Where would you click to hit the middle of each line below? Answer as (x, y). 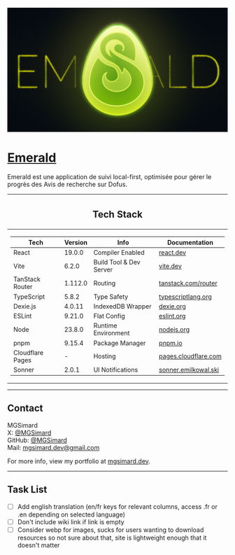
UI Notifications (116, 370)
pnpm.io (171, 343)
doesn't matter (38, 545)
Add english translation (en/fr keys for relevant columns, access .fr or (117, 506)
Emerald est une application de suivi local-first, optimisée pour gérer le (109, 177)
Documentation (190, 242)
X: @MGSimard (29, 433)
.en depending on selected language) (71, 514)
